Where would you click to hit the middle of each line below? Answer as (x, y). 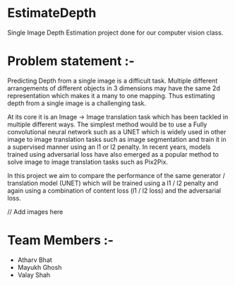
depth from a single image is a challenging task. (77, 103)
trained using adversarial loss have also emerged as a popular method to (113, 154)
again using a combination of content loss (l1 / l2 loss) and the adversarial (114, 190)
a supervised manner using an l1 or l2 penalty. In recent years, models (109, 147)
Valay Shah (34, 275)
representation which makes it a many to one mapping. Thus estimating (111, 95)
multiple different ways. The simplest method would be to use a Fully (107, 124)
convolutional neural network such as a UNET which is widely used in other (117, 131)
